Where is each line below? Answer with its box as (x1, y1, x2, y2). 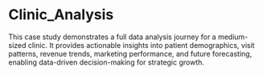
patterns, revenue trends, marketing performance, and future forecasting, (8, 49, 253, 58)
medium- (217, 32, 249, 41)
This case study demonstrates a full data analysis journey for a (8, 32, 216, 41)
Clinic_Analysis (8, 6, 114, 24)
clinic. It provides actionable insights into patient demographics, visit (27, 40, 255, 49)
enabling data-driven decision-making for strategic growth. (8, 57, 205, 67)
